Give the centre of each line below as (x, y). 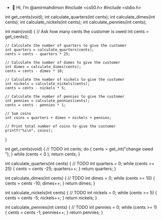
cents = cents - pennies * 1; (36, 105)
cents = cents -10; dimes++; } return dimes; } (50, 183)
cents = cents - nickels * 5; (36, 88)
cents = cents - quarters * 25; (38, 54)
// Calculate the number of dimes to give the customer (63, 63)
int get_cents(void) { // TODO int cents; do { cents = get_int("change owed (79, 149)
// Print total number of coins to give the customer (61, 126)
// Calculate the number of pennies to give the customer (65, 97)
